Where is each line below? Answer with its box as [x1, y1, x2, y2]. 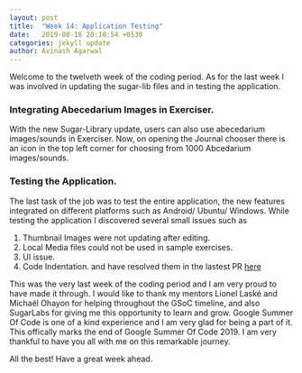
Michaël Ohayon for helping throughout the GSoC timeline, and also [9, 297, 261, 308]
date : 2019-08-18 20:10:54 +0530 [9, 30, 143, 39]
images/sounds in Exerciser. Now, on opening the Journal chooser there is [9, 133, 286, 144]
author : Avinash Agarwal [9, 47, 103, 56]
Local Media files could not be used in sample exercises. [22, 241, 233, 252]
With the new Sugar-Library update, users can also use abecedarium [9, 123, 266, 135]
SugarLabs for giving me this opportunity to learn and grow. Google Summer [9, 307, 294, 318]
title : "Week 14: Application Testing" [9, 22, 164, 31]
